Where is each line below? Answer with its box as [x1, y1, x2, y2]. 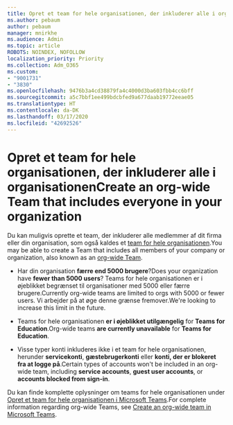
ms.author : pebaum [7, 17, 60, 24]
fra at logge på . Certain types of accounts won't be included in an [17, 360, 205, 368]
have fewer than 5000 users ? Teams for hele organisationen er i [17, 275, 203, 283]
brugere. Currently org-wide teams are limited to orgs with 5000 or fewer [17, 289, 225, 297]
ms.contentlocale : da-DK [7, 107, 79, 114]
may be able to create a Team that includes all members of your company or [7, 246, 225, 254]
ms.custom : [7, 68, 39, 75]
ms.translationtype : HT [7, 101, 76, 107]
